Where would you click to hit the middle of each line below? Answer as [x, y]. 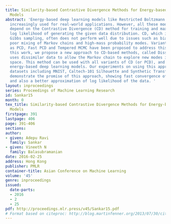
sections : [16, 128]
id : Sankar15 [19, 95]
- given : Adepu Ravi [27, 138]
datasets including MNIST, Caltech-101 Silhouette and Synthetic [81, 72]
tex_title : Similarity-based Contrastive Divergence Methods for [76, 105]
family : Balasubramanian [36, 152]
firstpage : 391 [21, 114]
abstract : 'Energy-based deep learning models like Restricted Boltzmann [85, 19]
